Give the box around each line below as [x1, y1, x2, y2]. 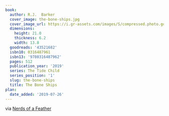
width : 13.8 [14, 40, 39, 45]
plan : [5, 87, 17, 92]
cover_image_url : [10, 21, 46, 27]
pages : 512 [10, 59, 33, 64]
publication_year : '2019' [10, 64, 64, 69]
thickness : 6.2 [14, 36, 46, 41]
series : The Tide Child [10, 69, 59, 74]
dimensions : [10, 26, 35, 31]
